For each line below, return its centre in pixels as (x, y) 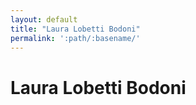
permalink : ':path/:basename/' (75, 38)
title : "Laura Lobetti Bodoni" (75, 29)
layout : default (44, 19)
